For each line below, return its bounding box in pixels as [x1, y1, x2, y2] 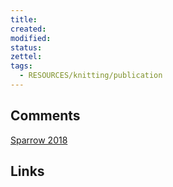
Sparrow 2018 [10, 134, 68, 146]
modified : [10, 33, 52, 43]
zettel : [10, 52, 43, 62]
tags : [10, 61, 33, 71]
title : [10, 14, 38, 25]
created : [10, 24, 47, 34]
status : [10, 42, 43, 53]
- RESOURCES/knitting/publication [19, 71, 163, 81]
